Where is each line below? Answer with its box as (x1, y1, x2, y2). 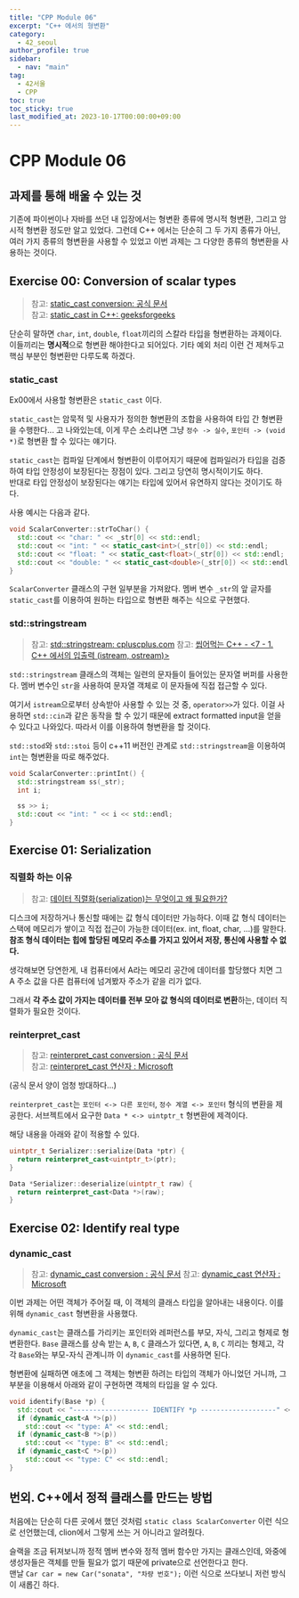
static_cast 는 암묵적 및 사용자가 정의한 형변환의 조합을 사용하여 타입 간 (9, 413, 260, 424)
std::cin (32, 712, 65, 721)
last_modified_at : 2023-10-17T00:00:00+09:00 (9, 112, 181, 121)
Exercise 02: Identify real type (9, 1220, 180, 1235)
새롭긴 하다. (18, 1578, 60, 1590)
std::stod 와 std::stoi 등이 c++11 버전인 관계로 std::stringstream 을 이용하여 (9, 740, 287, 751)
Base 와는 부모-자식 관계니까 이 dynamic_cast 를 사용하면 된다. (18, 1349, 231, 1359)
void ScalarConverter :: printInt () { (9, 769, 145, 778)
